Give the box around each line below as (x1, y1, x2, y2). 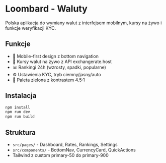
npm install (5, 104, 30, 110)
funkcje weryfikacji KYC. (5, 25, 56, 31)
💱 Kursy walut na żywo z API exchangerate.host (12, 59, 112, 65)
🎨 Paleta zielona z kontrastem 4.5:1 (12, 77, 85, 83)
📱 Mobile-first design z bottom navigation (12, 53, 99, 59)
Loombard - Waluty (5, 3, 88, 15)
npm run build (5, 114, 35, 119)
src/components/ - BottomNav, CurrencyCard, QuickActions (12, 147, 136, 153)
